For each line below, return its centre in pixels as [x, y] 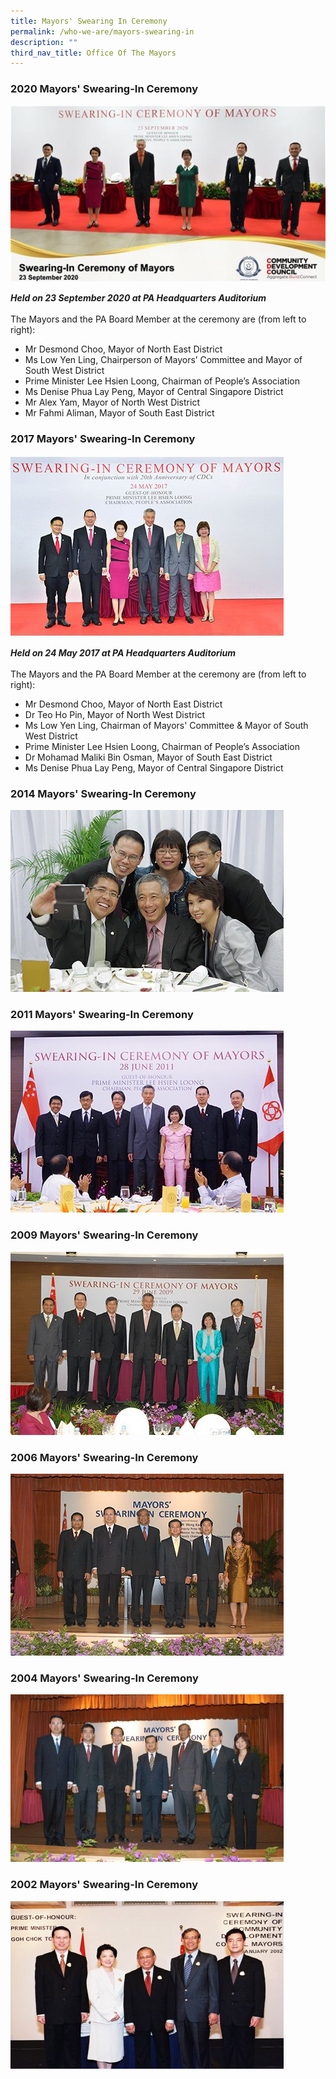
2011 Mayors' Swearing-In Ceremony [102, 1015]
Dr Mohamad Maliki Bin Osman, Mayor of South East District [148, 757]
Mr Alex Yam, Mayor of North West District [112, 402]
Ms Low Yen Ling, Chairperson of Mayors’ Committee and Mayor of [163, 359]
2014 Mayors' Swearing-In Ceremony [103, 793]
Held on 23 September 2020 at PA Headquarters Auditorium [138, 297]
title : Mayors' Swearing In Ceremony [89, 21]
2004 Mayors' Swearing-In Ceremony [104, 1678]
